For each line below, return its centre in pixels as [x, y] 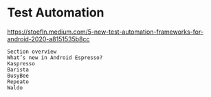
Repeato [18, 82]
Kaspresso [21, 63]
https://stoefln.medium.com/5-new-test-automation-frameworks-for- [105, 32]
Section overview [32, 52]
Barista [18, 69]
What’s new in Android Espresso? [55, 57]
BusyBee [18, 76]
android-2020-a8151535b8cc [48, 39]
